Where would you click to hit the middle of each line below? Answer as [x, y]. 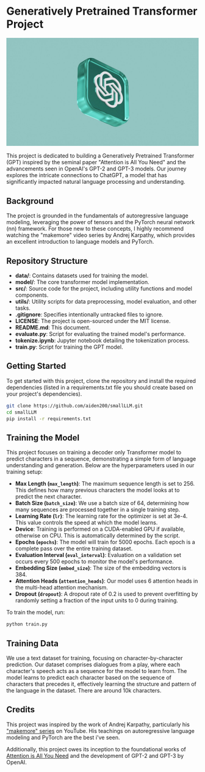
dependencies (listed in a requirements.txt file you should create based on [100, 387]
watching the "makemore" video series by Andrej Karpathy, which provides [101, 235]
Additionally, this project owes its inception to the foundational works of [96, 749]
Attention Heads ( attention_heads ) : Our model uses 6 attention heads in [106, 581]
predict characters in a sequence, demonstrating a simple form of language [101, 459]
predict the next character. [49, 497]
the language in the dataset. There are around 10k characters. [84, 690]
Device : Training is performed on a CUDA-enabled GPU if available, [100, 529]
